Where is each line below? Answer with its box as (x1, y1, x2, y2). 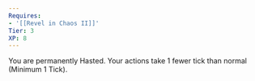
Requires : (8, 11, 42, 20)
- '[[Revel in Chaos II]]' (8, 19, 100, 27)
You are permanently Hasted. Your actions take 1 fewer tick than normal (8, 56, 247, 66)
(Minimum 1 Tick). (8, 65, 68, 75)
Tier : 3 (8, 26, 35, 34)
